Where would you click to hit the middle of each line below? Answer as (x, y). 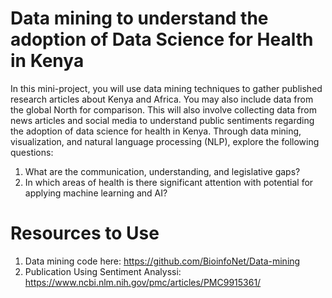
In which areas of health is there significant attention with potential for (169, 182)
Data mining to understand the (139, 18)
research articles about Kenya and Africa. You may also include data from (162, 99)
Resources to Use (85, 233)
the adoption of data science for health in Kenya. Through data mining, (156, 131)
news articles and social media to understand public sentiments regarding (162, 120)
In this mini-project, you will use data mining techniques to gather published (166, 88)
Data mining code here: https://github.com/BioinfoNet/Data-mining (162, 261)
